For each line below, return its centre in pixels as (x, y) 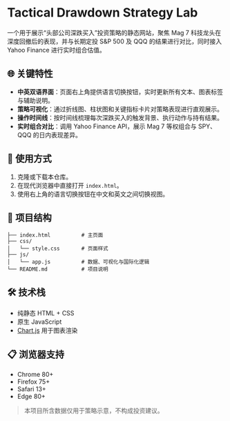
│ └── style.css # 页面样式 (58, 249)
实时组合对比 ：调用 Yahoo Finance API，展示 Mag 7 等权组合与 (107, 126)
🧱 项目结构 (29, 218)
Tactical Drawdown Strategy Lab (103, 13)
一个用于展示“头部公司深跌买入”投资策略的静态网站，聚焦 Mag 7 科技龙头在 (114, 32)
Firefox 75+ (33, 382)
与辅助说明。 (35, 100)
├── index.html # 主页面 (55, 235)
